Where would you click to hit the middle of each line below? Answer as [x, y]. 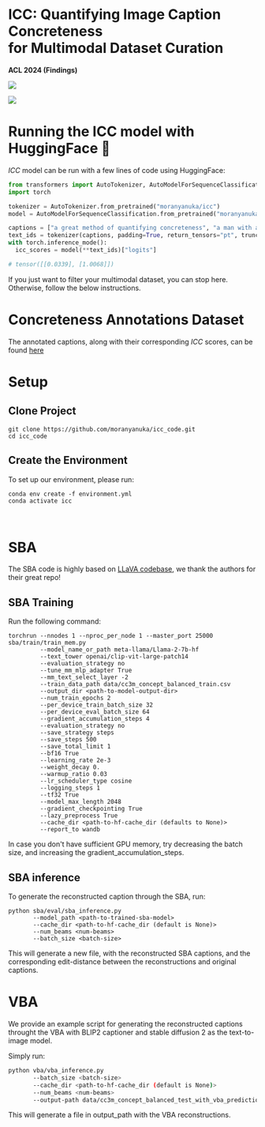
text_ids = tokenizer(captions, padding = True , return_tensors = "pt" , [123, 236]
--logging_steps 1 [70, 788]
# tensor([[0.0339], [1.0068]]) [61, 264]
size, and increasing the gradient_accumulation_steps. [96, 853]
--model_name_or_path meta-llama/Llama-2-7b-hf [119, 650]
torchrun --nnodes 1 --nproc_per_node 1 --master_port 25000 [111, 636]
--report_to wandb [70, 830]
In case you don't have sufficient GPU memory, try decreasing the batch [125, 844]
